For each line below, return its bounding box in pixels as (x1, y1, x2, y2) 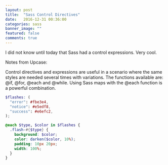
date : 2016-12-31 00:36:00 (5, 17, 67, 22)
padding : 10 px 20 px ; (14, 141, 58, 146)
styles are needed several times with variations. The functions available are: (5, 74, 163, 80)
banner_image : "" (5, 26, 42, 31)
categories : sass (5, 21, 42, 27)
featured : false (5, 31, 39, 36)
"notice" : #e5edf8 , (10, 104, 51, 109)
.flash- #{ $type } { (10, 127, 49, 133)
